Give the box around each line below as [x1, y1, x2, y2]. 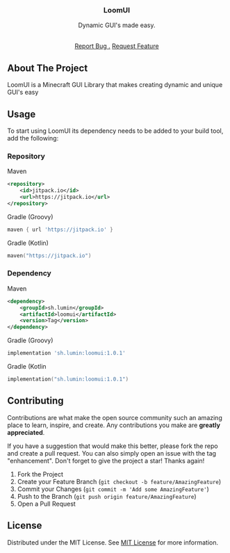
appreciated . [7, 428, 45, 436]
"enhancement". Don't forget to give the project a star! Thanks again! [7, 456, 205, 465]
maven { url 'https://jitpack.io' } [7, 226, 113, 233]
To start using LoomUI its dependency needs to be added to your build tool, [7, 127, 224, 135]
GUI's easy [7, 88, 39, 97]
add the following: [7, 134, 59, 142]
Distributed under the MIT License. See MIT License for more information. [7, 538, 219, 547]
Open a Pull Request [17, 499, 76, 508]
